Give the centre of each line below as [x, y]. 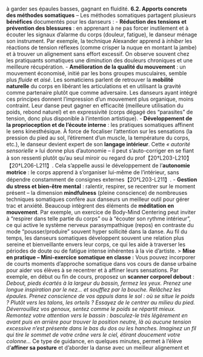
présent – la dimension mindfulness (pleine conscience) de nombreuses [97, 193]
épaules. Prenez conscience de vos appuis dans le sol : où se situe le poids [101, 296]
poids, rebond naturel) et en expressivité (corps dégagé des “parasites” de [100, 112]
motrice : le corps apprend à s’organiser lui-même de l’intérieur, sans [93, 172]
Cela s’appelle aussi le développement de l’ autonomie [122, 165]
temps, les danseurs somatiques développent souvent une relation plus [95, 238]
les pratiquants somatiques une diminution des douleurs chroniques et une [99, 60]
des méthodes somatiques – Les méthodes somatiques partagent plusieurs [101, 15]
